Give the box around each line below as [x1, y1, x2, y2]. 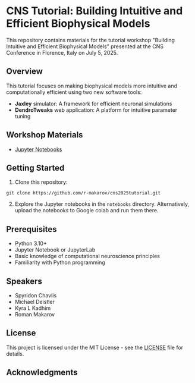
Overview [6, 67, 43, 77]
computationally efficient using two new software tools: [6, 88, 142, 96]
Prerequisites [6, 224, 57, 234]
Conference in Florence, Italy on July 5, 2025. [6, 49, 118, 56]
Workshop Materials [6, 130, 83, 140]
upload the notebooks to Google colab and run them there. [14, 207, 159, 214]
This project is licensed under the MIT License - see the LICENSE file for [6, 344, 183, 351]
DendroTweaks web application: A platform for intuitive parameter [14, 106, 178, 114]
